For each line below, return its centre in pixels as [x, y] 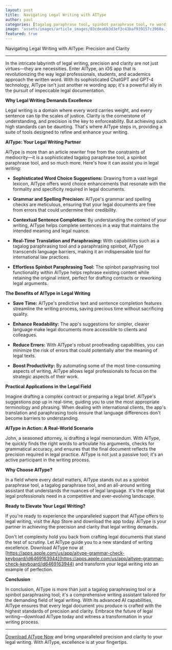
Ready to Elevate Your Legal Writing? [45, 506]
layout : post [19, 10]
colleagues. [25, 335]
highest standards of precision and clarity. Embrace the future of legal [79, 611]
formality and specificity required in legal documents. [69, 189]
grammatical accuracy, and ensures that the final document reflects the [81, 449]
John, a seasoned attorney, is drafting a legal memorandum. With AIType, [83, 438]
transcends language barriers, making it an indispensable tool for [81, 251]
